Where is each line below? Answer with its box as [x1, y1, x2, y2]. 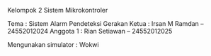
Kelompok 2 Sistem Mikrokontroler [7, 6, 108, 14]
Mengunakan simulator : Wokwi [7, 41, 99, 48]
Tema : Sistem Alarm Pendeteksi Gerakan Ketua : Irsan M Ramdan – [7, 20, 204, 27]
